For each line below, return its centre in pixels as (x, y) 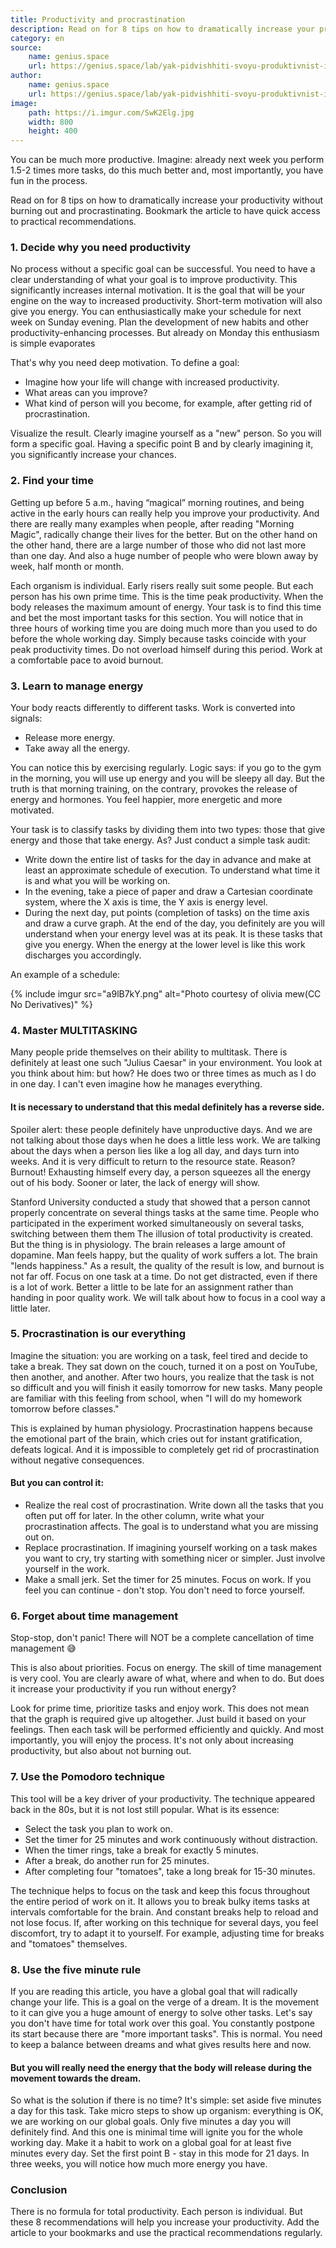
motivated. (32, 810)
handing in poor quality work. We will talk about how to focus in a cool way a (168, 1297)
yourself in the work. (67, 1569)
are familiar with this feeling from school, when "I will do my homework (156, 1398)
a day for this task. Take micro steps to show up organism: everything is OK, (167, 2111)
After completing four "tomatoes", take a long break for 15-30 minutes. (170, 1871)
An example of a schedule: (65, 975)
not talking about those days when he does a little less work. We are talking (165, 1140)
